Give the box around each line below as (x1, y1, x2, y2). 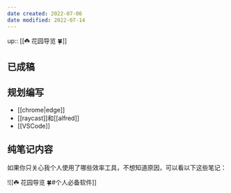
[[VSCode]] (17, 121, 51, 130)
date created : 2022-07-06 (7, 10, 82, 17)
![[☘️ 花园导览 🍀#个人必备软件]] (7, 178, 97, 186)
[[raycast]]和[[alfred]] (17, 114, 80, 122)
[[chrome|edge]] (17, 106, 65, 114)
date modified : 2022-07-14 (7, 17, 86, 24)
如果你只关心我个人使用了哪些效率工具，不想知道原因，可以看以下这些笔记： (7, 163, 227, 171)
